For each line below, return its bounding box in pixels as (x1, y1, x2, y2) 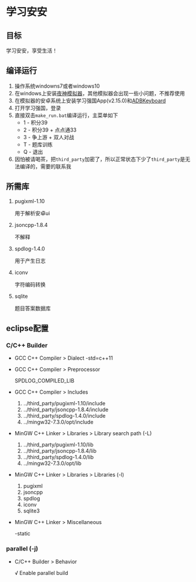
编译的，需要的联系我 (19, 163, 71, 170)
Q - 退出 (23, 148, 43, 155)
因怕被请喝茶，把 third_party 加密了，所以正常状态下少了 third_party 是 (14, 156, 185, 163)
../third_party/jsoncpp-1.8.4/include (23, 406, 109, 413)
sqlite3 (23, 507, 40, 515)
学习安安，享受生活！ (6, 47, 57, 54)
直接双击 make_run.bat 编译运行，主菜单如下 (14, 112, 118, 119)
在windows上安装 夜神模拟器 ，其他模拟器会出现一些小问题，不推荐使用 (14, 89, 185, 97)
